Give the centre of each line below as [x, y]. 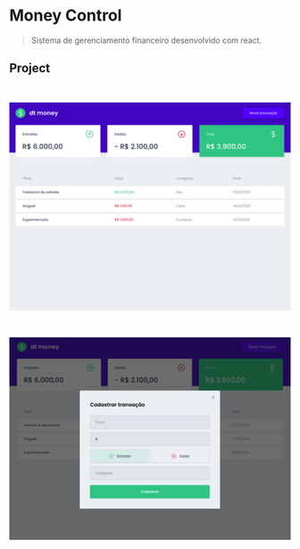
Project [30, 68]
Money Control [66, 16]
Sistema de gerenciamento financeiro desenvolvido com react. [146, 40]
